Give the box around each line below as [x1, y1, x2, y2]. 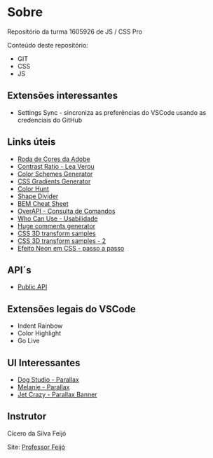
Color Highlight [17, 329, 62, 338]
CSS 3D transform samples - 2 [17, 236, 106, 245]
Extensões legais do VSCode [7, 303, 136, 315]
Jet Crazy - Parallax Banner [17, 390, 97, 398]
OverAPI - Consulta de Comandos [17, 207, 116, 215]
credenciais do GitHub [17, 116, 83, 124]
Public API [17, 283, 48, 291]
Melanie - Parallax [17, 383, 70, 391]
